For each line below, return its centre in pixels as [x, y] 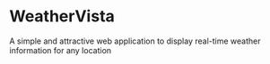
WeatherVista [62, 16]
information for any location [61, 50]
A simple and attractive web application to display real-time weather [135, 41]
